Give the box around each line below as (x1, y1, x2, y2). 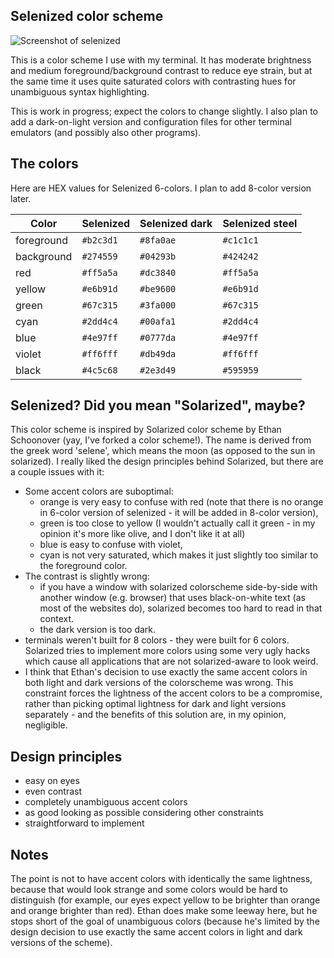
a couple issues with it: (10, 466, 105, 478)
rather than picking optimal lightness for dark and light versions (24, 698, 287, 710)
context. (39, 613, 75, 625)
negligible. (24, 719, 68, 731)
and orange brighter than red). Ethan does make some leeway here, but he (10, 905, 318, 917)
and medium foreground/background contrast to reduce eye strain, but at (10, 64, 313, 76)
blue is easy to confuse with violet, (39, 539, 183, 551)
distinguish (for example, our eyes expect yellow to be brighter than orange (10, 894, 321, 906)
